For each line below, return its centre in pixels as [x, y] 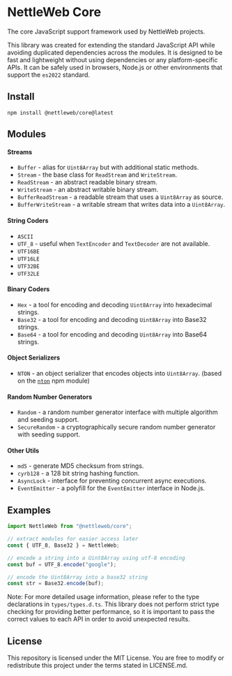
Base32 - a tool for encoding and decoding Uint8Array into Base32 [112, 319]
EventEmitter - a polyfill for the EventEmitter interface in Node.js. [111, 488]
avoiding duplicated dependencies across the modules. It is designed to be [115, 52]
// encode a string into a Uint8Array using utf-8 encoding [96, 558]
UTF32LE [28, 274]
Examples [29, 510]
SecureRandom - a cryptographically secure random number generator [116, 427]
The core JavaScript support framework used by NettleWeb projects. [106, 31]
